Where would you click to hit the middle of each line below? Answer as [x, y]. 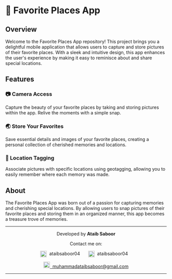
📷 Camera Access [29, 94]
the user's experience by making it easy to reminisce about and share [79, 58]
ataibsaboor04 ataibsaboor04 [89, 254]
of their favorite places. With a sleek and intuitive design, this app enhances [85, 52]
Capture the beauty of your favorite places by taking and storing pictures [82, 107]
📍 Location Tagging [30, 158]
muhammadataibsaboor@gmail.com [91, 266]
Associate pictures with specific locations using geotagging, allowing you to [85, 169]
